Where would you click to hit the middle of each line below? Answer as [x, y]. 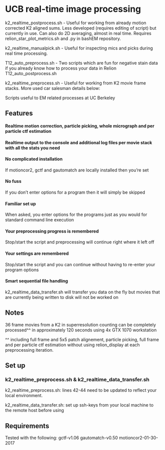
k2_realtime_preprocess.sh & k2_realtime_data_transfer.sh [77, 379]
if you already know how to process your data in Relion [61, 68]
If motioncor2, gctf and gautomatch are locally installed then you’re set [77, 170]
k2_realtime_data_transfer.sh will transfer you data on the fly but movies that [82, 292]
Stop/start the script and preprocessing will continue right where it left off [80, 242]
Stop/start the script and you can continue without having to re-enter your [80, 264]
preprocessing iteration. [29, 350]
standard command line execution [40, 220]
